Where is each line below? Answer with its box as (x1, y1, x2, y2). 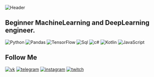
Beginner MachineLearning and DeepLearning (5, 19, 150, 27)
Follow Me (5, 54, 37, 62)
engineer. (5, 26, 35, 35)
